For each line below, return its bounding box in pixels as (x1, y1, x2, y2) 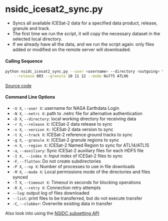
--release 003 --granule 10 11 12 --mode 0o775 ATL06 (14, 74, 128, 79)
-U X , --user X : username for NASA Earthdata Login (12, 105, 119, 111)
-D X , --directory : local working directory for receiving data (12, 116, 136, 122)
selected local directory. (12, 36, 62, 42)
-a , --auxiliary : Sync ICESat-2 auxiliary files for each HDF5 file (12, 148, 144, 154)
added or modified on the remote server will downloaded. (12, 46, 131, 52)
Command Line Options (5, 94, 55, 100)
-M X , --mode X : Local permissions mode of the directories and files (12, 169, 150, 175)
